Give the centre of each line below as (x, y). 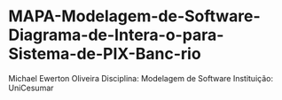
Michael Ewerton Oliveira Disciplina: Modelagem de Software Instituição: (141, 78)
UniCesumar (31, 88)
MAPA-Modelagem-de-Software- (134, 16)
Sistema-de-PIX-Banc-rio (105, 54)
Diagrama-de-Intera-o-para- (116, 35)
